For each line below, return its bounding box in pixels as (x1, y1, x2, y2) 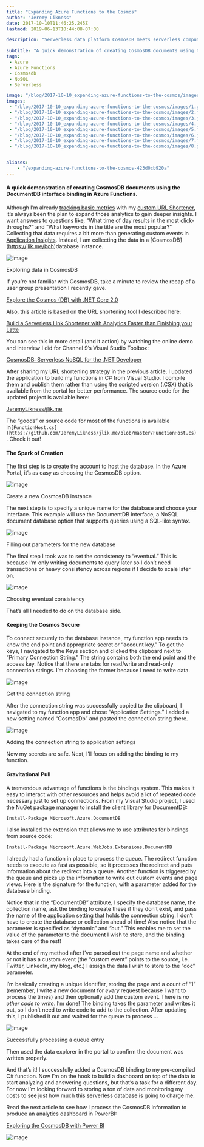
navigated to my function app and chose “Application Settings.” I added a (6, 708, 189, 716)
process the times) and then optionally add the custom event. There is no (6, 993, 189, 1000)
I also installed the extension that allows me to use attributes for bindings (6, 826, 189, 833)
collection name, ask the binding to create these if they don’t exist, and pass (6, 905, 197, 912)
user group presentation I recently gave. (6, 284, 107, 291)
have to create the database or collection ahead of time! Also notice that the (6, 918, 197, 925)
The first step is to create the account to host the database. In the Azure (6, 462, 187, 470)
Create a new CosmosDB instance (6, 493, 92, 500)
